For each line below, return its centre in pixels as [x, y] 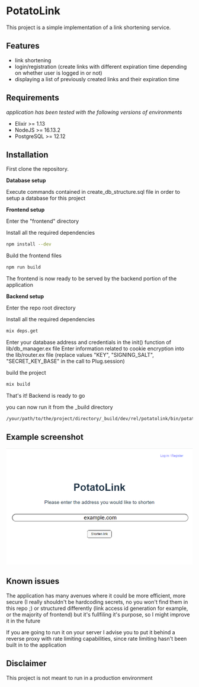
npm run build [24, 267]
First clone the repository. [38, 169]
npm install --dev [29, 244]
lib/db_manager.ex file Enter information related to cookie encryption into [95, 349]
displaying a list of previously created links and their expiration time [97, 79]
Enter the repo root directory [41, 308]
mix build [18, 384]
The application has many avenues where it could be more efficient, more [96, 595]
